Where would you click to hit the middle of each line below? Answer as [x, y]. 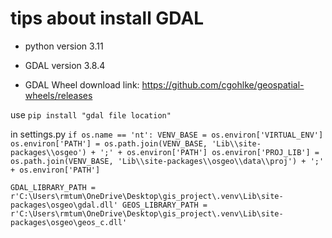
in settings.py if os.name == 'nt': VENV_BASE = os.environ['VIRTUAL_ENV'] [167, 134]
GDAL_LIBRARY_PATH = [53, 187]
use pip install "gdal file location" [91, 114]
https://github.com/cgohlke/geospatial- [223, 84]
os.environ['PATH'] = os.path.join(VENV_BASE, [109, 143]
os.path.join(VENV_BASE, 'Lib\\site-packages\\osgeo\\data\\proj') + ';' [167, 161]
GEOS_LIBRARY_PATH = [164, 205]
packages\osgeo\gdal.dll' [64, 205]
